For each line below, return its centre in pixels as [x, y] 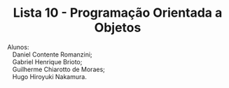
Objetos [118, 28]
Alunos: [18, 47]
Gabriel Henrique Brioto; [47, 61]
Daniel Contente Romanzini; [52, 54]
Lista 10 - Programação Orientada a [118, 13]
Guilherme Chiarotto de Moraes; [58, 69]
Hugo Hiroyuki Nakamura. [50, 76]
